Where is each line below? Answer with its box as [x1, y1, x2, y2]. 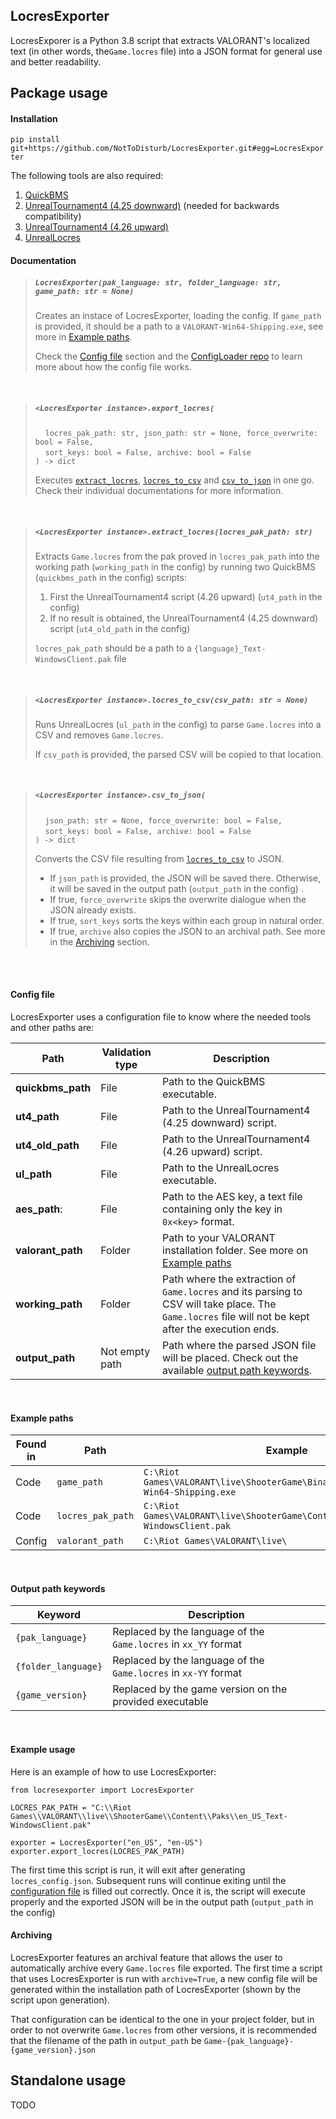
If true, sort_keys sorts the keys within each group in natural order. [49, 914, 325, 926]
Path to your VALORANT [162, 1231, 276, 1245]
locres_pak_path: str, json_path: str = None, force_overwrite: [44, 428, 319, 438]
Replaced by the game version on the [112, 1682, 288, 1696]
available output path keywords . [162, 1364, 312, 1378]
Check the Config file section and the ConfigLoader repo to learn [34, 350, 303, 362]
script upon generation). [10, 1994, 110, 2006]
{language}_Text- [193, 644, 267, 654]
